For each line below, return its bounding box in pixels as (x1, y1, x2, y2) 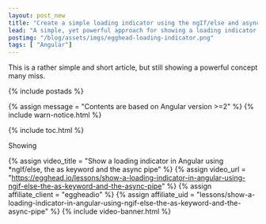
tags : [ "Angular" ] (8, 41, 73, 49)
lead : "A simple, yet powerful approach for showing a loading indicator (8, 26, 257, 34)
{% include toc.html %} (8, 126, 85, 135)
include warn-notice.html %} (8, 110, 102, 120)
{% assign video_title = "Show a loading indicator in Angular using (8, 156, 224, 166)
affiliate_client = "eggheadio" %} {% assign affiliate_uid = (8, 190, 196, 199)
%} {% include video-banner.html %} (50, 207, 172, 216)
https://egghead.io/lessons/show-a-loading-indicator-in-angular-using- (11, 173, 246, 183)
